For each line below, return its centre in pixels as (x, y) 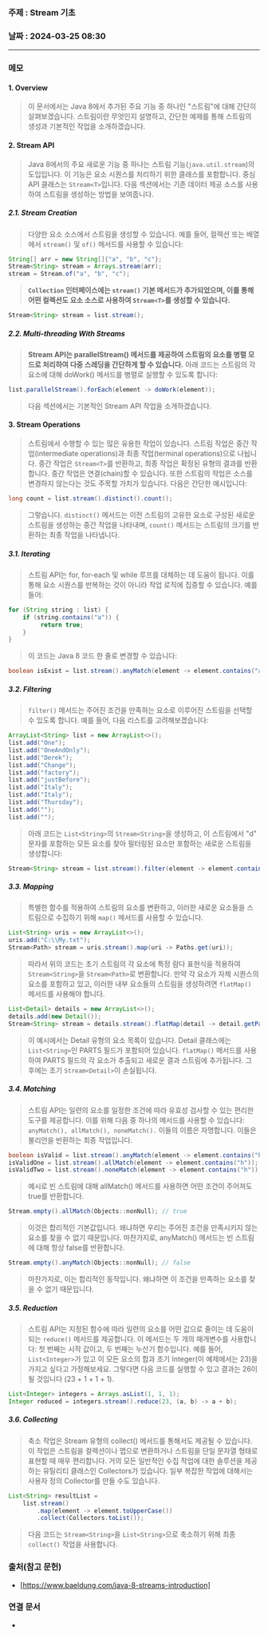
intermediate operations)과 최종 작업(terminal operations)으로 (136, 454)
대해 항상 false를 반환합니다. (81, 1247)
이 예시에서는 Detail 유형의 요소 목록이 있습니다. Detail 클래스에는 (129, 1040)
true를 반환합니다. (56, 1196)
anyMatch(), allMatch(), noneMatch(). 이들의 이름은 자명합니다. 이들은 (142, 1130)
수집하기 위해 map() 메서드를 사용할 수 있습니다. (129, 917)
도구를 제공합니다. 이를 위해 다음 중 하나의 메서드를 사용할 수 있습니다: (136, 1120)
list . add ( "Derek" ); (41, 758)
